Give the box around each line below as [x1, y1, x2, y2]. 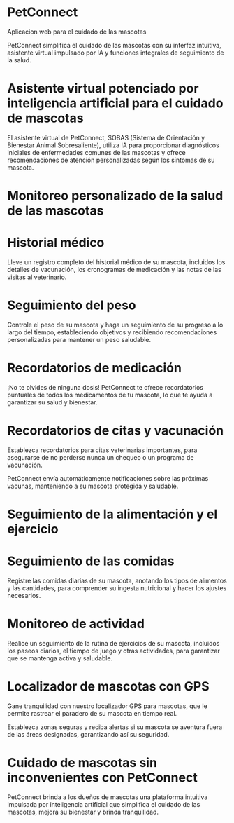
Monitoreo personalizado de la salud [7, 188, 224, 204]
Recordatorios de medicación [7, 360, 182, 376]
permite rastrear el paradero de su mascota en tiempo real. [7, 709, 177, 717]
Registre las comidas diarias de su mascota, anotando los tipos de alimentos [7, 576, 227, 585]
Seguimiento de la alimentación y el [7, 506, 218, 522]
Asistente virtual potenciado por [7, 81, 199, 97]
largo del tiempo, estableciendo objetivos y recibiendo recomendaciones [7, 327, 217, 336]
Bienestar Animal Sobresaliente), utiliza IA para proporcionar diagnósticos [7, 141, 220, 149]
